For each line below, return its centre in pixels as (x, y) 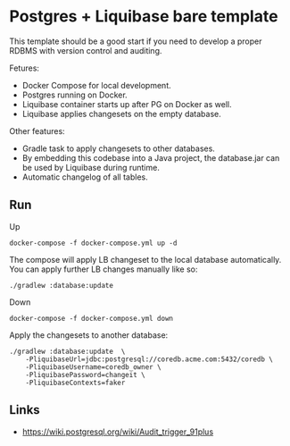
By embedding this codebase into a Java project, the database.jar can (151, 157)
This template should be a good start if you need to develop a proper (136, 41)
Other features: (37, 130)
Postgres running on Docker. (75, 95)
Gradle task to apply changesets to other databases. (119, 148)
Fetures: (25, 68)
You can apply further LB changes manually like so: (104, 269)
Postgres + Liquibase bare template (144, 17)
